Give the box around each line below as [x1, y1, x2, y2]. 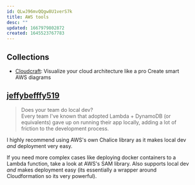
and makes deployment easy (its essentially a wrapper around [6, 166, 157, 173]
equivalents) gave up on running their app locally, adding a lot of [20, 118, 177, 126]
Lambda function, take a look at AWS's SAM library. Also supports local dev [6, 160, 189, 167]
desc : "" [6, 19, 28, 25]
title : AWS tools [6, 14, 49, 20]
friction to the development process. [20, 125, 109, 132]
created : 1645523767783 [6, 30, 65, 36]
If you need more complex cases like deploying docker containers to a [6, 153, 176, 161]
